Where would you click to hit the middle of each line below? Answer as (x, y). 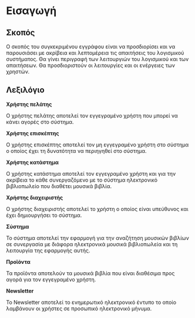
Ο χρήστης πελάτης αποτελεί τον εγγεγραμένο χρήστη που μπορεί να (92, 115)
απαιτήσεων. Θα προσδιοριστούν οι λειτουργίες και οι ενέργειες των (90, 65)
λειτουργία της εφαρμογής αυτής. (48, 250)
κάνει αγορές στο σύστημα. (40, 122)
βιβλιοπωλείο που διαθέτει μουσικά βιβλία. (59, 186)
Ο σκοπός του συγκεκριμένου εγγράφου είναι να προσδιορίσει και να (91, 46)
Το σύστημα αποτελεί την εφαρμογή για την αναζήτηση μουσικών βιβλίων (97, 238)
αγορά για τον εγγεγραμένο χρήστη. (51, 279)
